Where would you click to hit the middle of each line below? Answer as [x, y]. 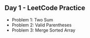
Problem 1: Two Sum [32, 19]
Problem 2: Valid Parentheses [42, 25]
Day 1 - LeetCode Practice [45, 8]
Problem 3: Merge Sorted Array [44, 30]
